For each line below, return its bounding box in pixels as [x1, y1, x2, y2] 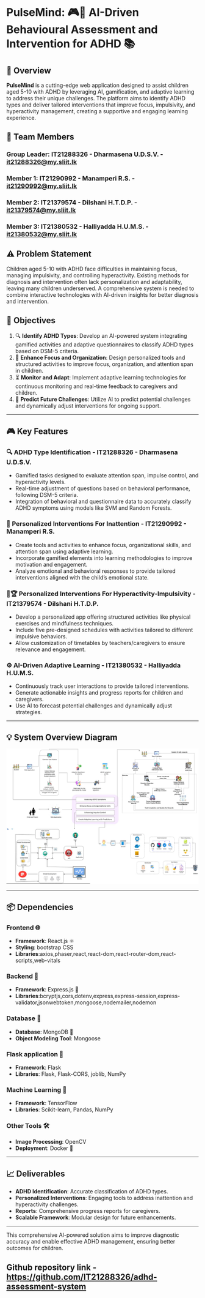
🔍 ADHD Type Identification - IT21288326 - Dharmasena [6, 448, 178, 457]
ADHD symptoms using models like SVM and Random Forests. [15, 504, 172, 512]
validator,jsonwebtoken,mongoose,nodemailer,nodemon [15, 999, 157, 1006]
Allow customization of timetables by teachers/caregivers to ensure [15, 639, 185, 646]
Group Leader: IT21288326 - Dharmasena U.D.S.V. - [6, 150, 164, 159]
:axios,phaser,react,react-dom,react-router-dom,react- [38, 950, 176, 958]
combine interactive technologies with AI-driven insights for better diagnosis [6, 291, 199, 298]
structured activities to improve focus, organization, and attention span [15, 360, 193, 368]
